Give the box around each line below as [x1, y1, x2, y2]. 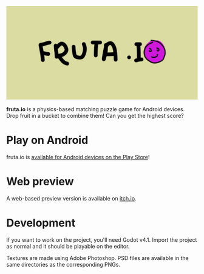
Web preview [6, 175, 74, 188]
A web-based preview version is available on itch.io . [6, 194, 137, 202]
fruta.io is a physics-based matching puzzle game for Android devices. [6, 106, 185, 113]
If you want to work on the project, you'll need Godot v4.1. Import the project [6, 236, 197, 243]
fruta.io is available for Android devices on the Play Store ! [6, 154, 150, 161]
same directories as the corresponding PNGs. [6, 261, 120, 268]
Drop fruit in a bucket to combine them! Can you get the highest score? [6, 112, 184, 120]
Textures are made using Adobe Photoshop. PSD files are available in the [6, 254, 189, 261]
